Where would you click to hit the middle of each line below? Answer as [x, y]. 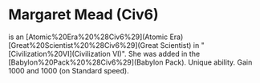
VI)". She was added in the [156, 53]
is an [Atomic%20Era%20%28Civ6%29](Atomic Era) [96, 37]
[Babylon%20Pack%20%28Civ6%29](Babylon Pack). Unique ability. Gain [130, 62]
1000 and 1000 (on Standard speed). [69, 70]
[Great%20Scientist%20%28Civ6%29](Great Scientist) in [104, 45]
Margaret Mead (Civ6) [83, 15]
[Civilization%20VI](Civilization [59, 53]
